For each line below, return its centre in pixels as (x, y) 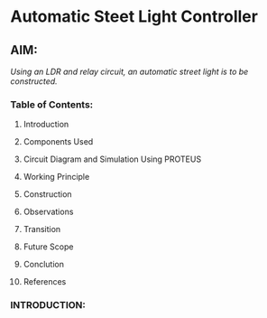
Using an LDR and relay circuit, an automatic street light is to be (129, 71)
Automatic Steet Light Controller (134, 17)
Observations (48, 212)
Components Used (58, 142)
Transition (42, 229)
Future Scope (48, 247)
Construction (47, 194)
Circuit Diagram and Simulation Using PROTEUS (112, 159)
